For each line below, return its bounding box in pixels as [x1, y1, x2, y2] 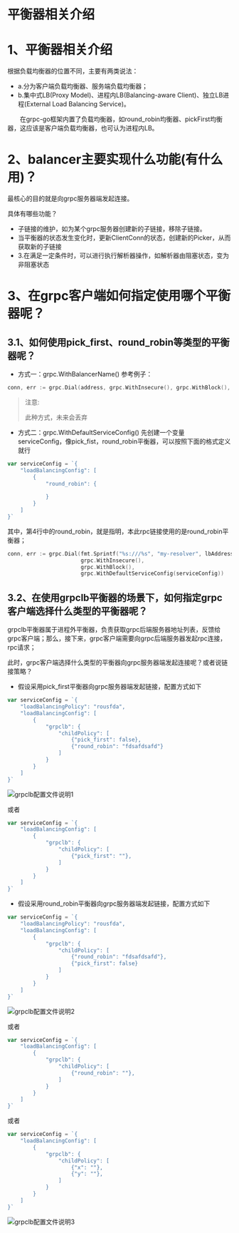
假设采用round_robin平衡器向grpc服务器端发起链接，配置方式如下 [17, 899, 211, 908]
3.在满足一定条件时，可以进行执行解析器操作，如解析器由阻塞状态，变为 [17, 251, 230, 260]
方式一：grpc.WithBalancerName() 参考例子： [17, 370, 153, 379]
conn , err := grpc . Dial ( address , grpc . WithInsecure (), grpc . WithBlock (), [7, 384, 231, 392]
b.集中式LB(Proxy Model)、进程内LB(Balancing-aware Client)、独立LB [17, 91, 223, 100]
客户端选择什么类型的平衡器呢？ [7, 605, 148, 617]
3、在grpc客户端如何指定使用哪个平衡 [7, 288, 231, 304]
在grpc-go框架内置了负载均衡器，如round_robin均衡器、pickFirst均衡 [20, 115, 223, 123]
